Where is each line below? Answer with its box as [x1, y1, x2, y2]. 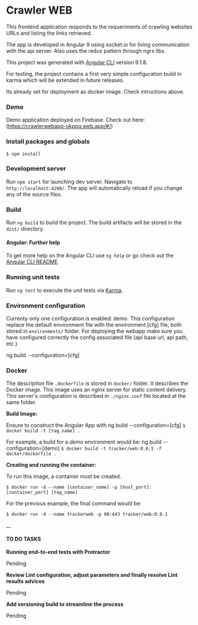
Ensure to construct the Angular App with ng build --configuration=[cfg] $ [6, 422, 186, 429]
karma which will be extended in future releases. [6, 76, 125, 84]
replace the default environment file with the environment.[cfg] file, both [6, 321, 182, 328]
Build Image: [6, 410, 38, 417]
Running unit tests [6, 273, 60, 282]
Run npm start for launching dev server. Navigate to [6, 178, 133, 185]
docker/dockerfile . [6, 451, 57, 457]
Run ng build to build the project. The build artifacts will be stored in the [6, 219, 182, 226]
